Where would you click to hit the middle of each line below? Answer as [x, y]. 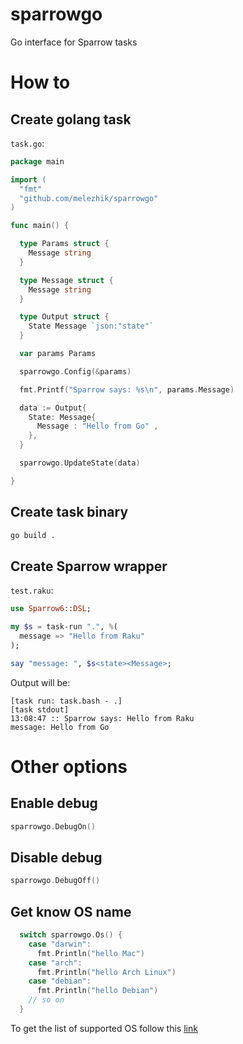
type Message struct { [66, 280]
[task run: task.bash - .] [66, 701]
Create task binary [69, 512]
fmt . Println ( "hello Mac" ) [90, 953]
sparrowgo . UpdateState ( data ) [80, 463]
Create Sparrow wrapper [89, 566]
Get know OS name [71, 911]
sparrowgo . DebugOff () [55, 881]
